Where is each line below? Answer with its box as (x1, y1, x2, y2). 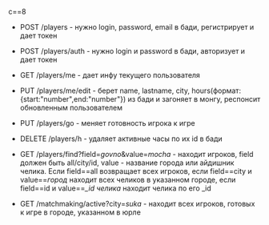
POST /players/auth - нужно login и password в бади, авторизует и (19, 46, 246, 55)
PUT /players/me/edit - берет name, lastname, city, (19, 86, 191, 95)
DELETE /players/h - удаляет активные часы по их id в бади (19, 134, 223, 143)
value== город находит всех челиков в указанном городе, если (19, 175, 236, 184)
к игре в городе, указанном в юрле (19, 207, 142, 217)
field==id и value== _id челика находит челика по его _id (19, 183, 211, 193)
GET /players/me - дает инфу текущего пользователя (19, 70, 200, 79)
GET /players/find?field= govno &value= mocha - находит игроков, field (19, 150, 254, 159)
